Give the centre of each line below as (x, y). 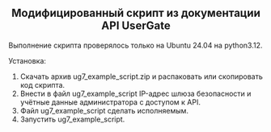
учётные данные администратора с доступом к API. (110, 102)
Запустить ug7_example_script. (72, 119)
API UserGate (136, 26)
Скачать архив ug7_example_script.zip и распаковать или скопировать (141, 76)
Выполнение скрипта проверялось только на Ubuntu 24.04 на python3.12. (135, 45)
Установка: (28, 60)
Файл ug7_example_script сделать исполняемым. (104, 110)
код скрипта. (42, 85)
